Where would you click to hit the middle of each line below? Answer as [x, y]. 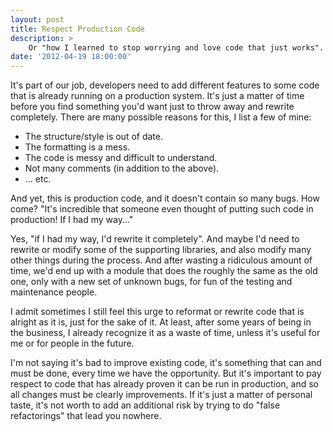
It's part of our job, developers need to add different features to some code [165, 85]
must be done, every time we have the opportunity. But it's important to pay [166, 373]
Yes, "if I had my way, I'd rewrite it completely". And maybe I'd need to [155, 239]
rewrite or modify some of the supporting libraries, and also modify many [161, 250]
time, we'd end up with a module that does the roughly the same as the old [164, 271]
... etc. [38, 179]
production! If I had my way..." [72, 220]
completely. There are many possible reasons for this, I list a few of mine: [161, 117]
